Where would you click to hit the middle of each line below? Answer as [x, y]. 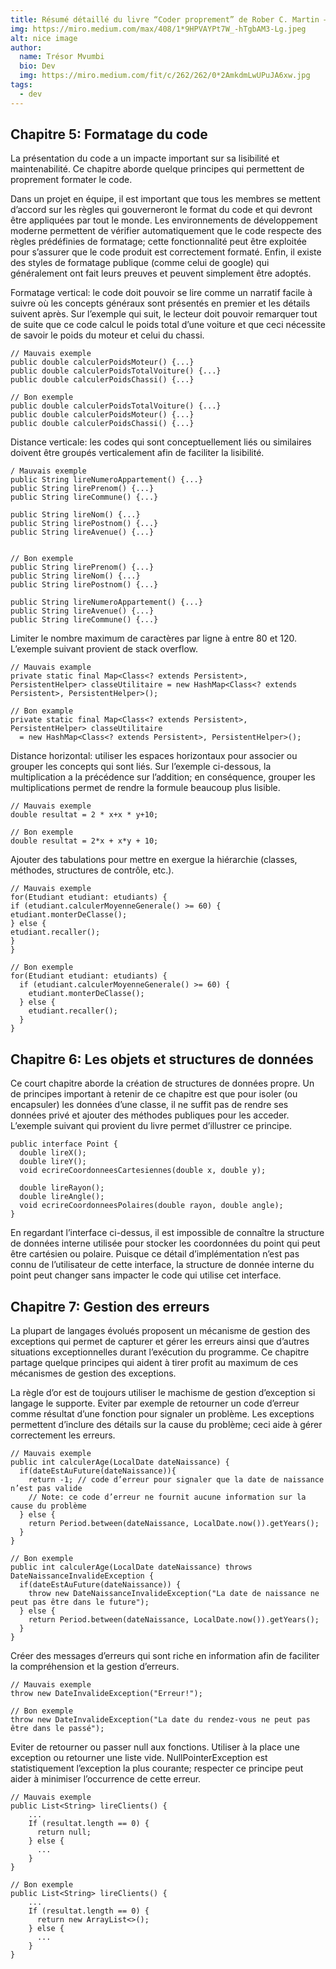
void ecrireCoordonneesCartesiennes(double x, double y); [143, 1171]
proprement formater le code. [71, 180]
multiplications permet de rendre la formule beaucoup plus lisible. [145, 788]
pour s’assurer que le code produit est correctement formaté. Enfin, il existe [166, 252]
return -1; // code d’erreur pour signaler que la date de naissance [176, 1480]
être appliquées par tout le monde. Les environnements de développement [164, 220]
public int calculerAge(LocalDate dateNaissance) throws [131, 1567]
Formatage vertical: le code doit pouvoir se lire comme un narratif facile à [161, 293]
